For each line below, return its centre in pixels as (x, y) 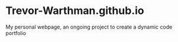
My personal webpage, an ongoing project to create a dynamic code (89, 27)
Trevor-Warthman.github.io (75, 11)
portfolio (16, 33)
